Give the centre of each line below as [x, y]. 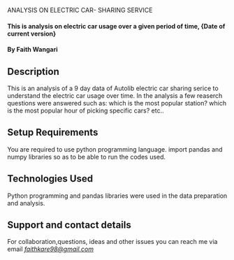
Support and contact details [69, 225]
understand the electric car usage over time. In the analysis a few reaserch [115, 96]
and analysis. [26, 203]
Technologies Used [50, 179]
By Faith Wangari [32, 50]
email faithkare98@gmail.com [51, 249]
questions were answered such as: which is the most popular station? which [117, 103]
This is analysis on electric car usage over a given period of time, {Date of [116, 26]
